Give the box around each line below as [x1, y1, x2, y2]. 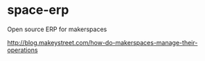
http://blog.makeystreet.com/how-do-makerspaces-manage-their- [7, 38, 198, 46]
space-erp [7, 2, 69, 18]
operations [7, 46, 38, 54]
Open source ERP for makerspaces [7, 25, 107, 33]
